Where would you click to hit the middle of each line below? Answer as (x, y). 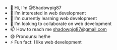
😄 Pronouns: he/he (30, 36)
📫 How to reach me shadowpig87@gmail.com (58, 29)
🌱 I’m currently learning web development (53, 18)
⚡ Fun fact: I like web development (46, 42)
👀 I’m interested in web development (48, 13)
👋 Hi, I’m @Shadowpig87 (36, 8)
